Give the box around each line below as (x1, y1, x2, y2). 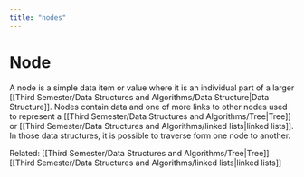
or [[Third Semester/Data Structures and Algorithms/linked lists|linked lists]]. (9, 120, 294, 131)
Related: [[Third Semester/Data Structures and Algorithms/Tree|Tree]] (9, 147, 270, 158)
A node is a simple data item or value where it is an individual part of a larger (9, 82, 295, 93)
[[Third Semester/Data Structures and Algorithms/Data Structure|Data (9, 91, 270, 102)
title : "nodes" (9, 13, 67, 23)
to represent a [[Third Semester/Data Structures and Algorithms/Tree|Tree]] (9, 110, 291, 122)
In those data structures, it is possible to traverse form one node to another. (9, 130, 291, 141)
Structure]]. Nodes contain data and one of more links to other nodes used (9, 101, 288, 112)
